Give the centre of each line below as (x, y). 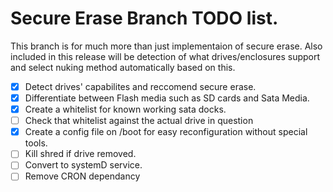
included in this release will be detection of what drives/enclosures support (165, 56)
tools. (36, 143)
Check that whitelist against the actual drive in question (139, 121)
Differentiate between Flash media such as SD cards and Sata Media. (167, 98)
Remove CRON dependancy (82, 176)
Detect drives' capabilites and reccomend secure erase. (140, 86)
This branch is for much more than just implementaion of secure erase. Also (166, 46)
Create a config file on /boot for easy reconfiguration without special (166, 132)
